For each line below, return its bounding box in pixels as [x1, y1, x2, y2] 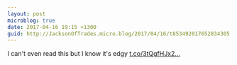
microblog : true [7, 17, 55, 24]
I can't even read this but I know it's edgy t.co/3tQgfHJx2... [7, 49, 181, 58]
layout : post [7, 10, 46, 18]
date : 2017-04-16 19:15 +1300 [7, 23, 97, 30]
